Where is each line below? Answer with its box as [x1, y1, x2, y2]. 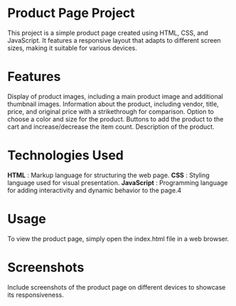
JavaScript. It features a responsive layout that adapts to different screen [7, 36, 222, 44]
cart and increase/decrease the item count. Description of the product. [7, 122, 215, 131]
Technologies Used [7, 147, 124, 164]
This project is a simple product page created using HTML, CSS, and [7, 28, 208, 37]
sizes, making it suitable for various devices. [7, 43, 137, 52]
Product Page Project [7, 5, 135, 21]
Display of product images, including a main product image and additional [7, 92, 223, 100]
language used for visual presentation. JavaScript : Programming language [7, 178, 228, 186]
